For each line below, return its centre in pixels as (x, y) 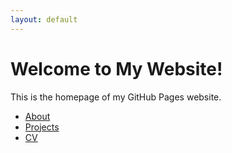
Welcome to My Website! (116, 68)
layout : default (44, 19)
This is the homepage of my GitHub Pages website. (116, 97)
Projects (42, 127)
